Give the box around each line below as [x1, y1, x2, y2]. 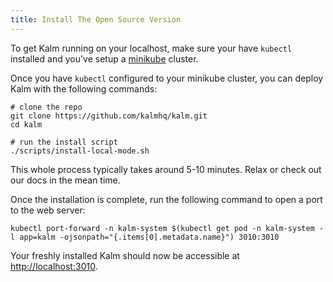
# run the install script [10, 137, 118, 147]
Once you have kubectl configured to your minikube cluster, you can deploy [10, 72, 324, 84]
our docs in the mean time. [10, 174, 121, 186]
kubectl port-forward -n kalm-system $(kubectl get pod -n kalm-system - [10, 223, 325, 233]
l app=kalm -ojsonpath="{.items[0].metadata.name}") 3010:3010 [10, 232, 280, 242]
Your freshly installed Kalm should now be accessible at [10, 249, 240, 261]
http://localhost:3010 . [10, 260, 98, 272]
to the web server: [10, 204, 86, 216]
